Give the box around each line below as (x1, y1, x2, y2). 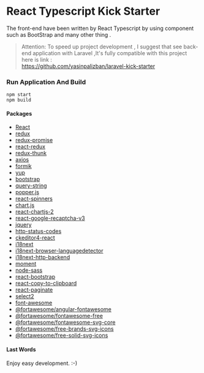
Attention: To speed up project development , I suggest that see (21, 43, 183, 50)
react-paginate (15, 286, 53, 293)
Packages (6, 110, 32, 117)
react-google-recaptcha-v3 (15, 214, 85, 222)
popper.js (15, 189, 40, 196)
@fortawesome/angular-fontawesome (15, 306, 112, 313)
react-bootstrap (15, 273, 56, 281)
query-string (15, 182, 47, 189)
